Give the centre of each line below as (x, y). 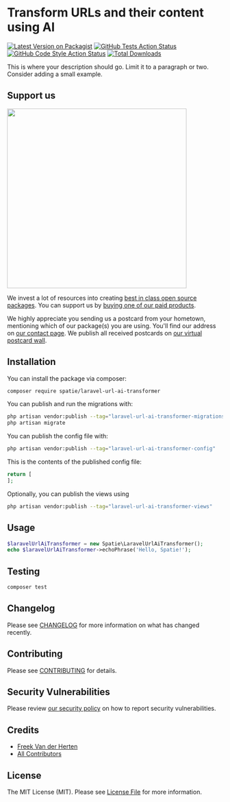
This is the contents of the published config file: (74, 462)
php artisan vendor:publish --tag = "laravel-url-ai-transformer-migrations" (117, 416)
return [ (20, 475)
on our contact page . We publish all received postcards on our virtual (105, 333)
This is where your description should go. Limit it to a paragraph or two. (108, 67)
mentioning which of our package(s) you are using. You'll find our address (112, 326)
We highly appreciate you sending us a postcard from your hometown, (106, 318)
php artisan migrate (37, 423)
